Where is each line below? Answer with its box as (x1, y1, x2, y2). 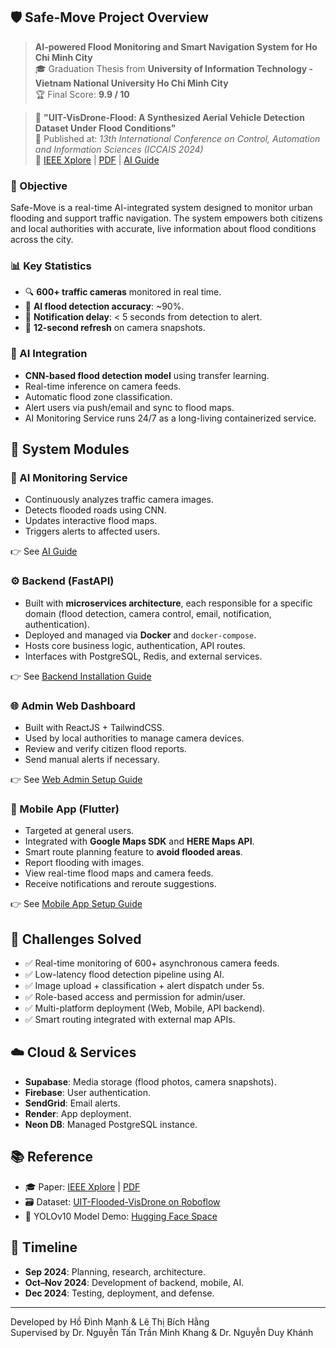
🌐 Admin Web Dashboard (10, 699, 136, 713)
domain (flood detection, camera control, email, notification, (24, 607, 272, 619)
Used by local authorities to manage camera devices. (24, 732, 245, 744)
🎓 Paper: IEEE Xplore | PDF (24, 1180, 141, 1193)
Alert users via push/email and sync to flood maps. (24, 401, 235, 413)
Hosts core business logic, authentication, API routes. (24, 639, 246, 651)
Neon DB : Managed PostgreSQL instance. (24, 1118, 198, 1130)
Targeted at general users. (24, 825, 135, 837)
